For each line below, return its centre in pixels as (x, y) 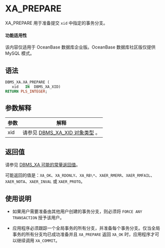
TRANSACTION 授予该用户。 (38, 218)
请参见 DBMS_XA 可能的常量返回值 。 (43, 165)
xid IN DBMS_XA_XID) (36, 87)
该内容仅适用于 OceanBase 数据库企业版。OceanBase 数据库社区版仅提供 (81, 47)
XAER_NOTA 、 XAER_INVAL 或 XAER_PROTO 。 (45, 182)
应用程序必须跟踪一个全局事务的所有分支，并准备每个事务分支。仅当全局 (86, 228)
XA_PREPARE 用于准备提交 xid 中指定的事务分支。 (56, 23)
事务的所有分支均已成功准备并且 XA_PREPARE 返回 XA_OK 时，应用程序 (81, 234)
